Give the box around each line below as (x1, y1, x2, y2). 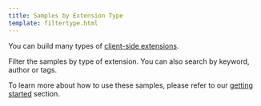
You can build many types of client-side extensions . (8, 41, 179, 50)
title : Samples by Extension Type (8, 11, 124, 20)
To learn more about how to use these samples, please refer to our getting (8, 80, 254, 90)
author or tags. (8, 65, 58, 74)
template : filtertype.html (8, 19, 98, 27)
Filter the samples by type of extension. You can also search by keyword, (8, 57, 250, 66)
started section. (8, 88, 60, 98)
